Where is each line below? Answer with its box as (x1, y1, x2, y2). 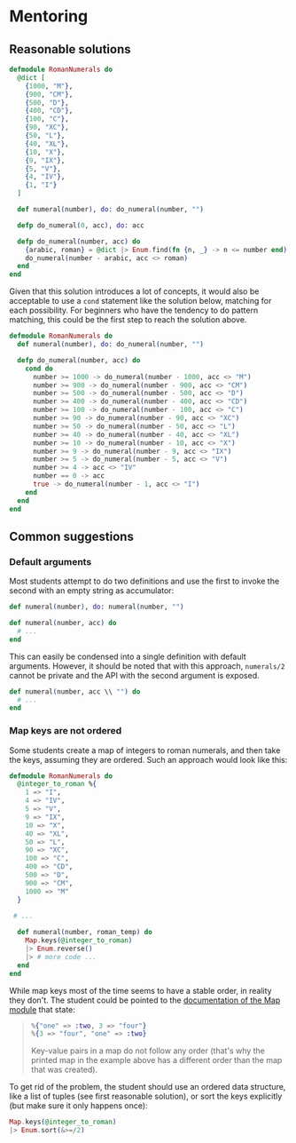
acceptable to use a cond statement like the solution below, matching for (9, 296, 272, 306)
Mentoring (9, 6, 89, 27)
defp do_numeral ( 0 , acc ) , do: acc (17, 220, 144, 230)
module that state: (9, 1004, 75, 1014)
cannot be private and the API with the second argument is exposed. (9, 670, 260, 680)
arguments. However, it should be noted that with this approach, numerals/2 (9, 660, 285, 671)
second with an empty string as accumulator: (9, 585, 175, 596)
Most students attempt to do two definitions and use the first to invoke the (9, 575, 280, 587)
